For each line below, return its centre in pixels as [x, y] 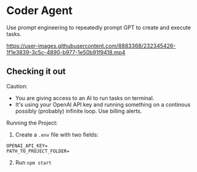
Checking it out [36, 72]
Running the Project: [32, 123]
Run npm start [33, 162]
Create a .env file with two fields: [57, 134]
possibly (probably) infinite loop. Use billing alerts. [79, 111]
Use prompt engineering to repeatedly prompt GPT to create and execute [99, 27]
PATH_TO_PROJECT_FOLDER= [38, 151]
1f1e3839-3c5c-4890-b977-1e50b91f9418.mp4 [66, 52]
